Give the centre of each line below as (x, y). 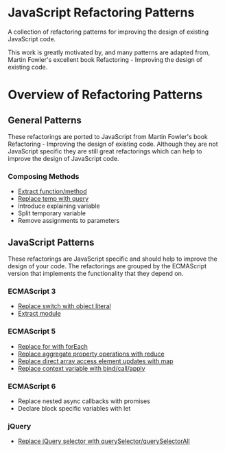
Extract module (39, 314)
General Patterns (45, 120)
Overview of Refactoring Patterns (105, 95)
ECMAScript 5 (32, 332)
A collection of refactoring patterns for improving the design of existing (108, 32)
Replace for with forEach (52, 346)
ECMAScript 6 (32, 386)
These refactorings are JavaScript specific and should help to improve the (113, 259)
